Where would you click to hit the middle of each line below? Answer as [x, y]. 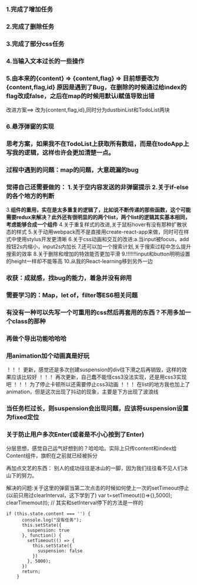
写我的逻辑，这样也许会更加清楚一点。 [60, 152]
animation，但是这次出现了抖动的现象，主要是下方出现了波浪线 [82, 392]
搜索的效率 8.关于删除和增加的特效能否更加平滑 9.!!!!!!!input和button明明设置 [98, 254]
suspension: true [48, 530]
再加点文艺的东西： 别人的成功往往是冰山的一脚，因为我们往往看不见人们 [94, 468]
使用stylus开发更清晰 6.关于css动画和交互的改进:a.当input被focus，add [103, 239]
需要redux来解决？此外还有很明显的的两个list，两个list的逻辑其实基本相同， [98, 217]
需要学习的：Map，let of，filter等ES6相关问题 [72, 295]
